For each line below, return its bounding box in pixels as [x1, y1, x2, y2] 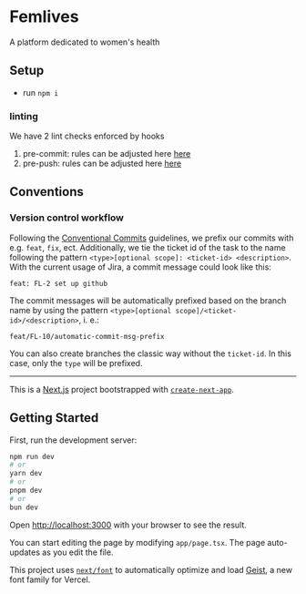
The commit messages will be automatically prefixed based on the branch [9, 294, 287, 306]
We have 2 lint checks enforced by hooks [9, 130, 165, 142]
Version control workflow [9, 211, 125, 224]
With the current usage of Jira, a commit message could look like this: [9, 261, 271, 272]
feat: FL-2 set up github [9, 279, 107, 288]
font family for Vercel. [9, 574, 91, 585]
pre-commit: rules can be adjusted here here [22, 148, 191, 159]
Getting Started [9, 410, 99, 425]
